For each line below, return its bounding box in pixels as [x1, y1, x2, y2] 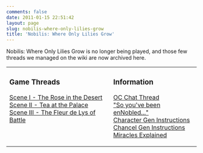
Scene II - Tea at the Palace [9, 101, 89, 109]
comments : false [6, 8, 47, 15]
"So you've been [113, 101, 161, 109]
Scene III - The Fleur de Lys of [9, 108, 96, 117]
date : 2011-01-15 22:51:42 [6, 14, 74, 20]
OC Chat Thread [113, 93, 159, 102]
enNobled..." [113, 108, 149, 117]
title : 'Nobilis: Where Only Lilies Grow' [6, 31, 115, 37]
